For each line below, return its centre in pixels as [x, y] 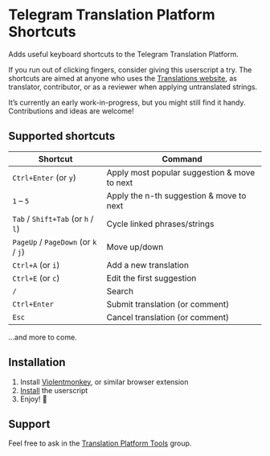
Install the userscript [54, 390]
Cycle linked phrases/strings [160, 224]
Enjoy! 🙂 [34, 399]
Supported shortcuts [62, 136]
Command [182, 158]
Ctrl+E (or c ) [36, 277]
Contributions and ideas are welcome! [71, 111]
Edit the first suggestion [151, 277]
